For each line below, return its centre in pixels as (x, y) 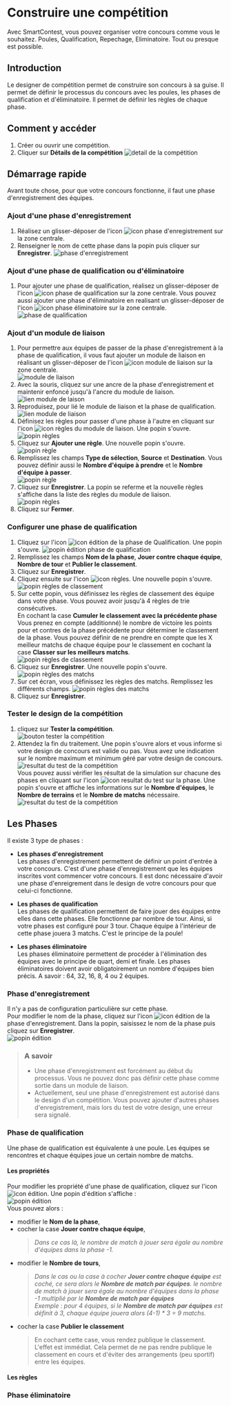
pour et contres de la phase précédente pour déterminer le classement (118, 630)
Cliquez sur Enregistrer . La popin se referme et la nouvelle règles (110, 487)
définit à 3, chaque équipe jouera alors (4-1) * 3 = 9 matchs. (120, 1313)
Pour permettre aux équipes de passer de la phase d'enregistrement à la (120, 348)
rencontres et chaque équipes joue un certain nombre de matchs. (100, 1155)
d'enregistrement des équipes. (51, 198)
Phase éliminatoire (39, 1395)
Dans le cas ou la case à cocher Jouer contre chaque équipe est (128, 1276)
